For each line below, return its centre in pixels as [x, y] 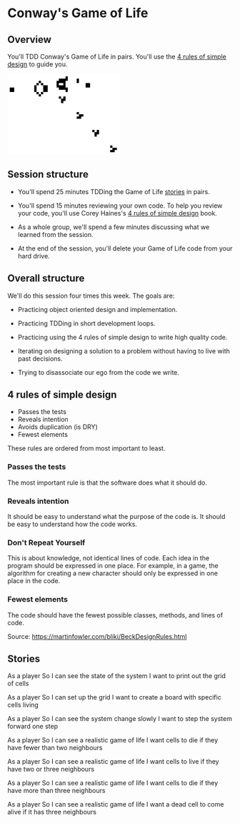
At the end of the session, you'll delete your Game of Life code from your [125, 248]
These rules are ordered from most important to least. [86, 448]
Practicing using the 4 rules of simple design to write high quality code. [122, 337]
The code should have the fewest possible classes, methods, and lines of [115, 615]
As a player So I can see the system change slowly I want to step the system [120, 719]
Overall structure [46, 279]
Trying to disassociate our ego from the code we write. [99, 372]
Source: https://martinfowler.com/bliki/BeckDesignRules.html [97, 636]
